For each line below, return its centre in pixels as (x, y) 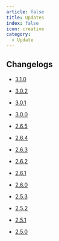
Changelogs (29, 64)
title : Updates (25, 18)
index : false (23, 23)
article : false (25, 12)
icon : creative (25, 29)
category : (19, 35)
